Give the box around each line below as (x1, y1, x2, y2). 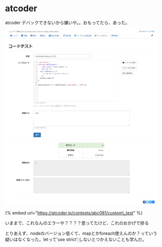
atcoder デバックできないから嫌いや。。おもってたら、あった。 (5, 19, 130, 25)
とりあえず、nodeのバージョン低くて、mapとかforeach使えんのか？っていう (5, 230, 158, 236)
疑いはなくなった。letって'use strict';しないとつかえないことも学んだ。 (5, 237, 147, 243)
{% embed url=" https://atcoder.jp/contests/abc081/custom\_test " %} (5, 210, 143, 216)
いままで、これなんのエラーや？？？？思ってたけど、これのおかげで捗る (5, 220, 149, 226)
